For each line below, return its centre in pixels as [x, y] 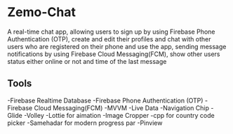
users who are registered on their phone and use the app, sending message [117, 46]
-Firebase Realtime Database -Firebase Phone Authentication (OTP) [105, 100]
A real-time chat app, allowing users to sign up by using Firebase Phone [111, 32]
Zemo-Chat [41, 12]
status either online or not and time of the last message [87, 61]
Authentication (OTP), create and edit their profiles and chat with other [109, 39]
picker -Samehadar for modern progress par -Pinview [85, 123]
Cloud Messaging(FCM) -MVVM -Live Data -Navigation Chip [121, 108]
